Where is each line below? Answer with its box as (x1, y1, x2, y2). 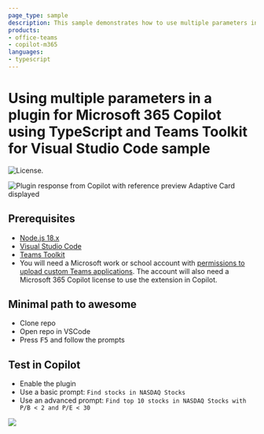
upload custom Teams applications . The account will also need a (19, 266, 229, 276)
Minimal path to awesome (8, 298, 137, 311)
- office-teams (8, 33, 58, 42)
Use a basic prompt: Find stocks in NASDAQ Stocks (19, 388, 186, 397)
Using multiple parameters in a (8, 90, 212, 107)
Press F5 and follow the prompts (19, 336, 126, 345)
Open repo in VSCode (19, 327, 91, 336)
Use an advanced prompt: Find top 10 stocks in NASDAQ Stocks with (19, 395, 247, 406)
